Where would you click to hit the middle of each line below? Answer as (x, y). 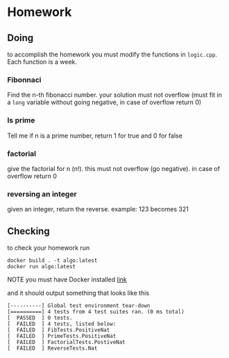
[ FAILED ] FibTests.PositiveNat (59, 330)
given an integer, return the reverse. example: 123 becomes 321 (98, 209)
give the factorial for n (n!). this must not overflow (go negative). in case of (114, 168)
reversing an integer (42, 194)
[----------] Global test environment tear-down (79, 306)
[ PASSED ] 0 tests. (40, 318)
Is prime (21, 120)
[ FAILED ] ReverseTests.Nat (52, 348)
